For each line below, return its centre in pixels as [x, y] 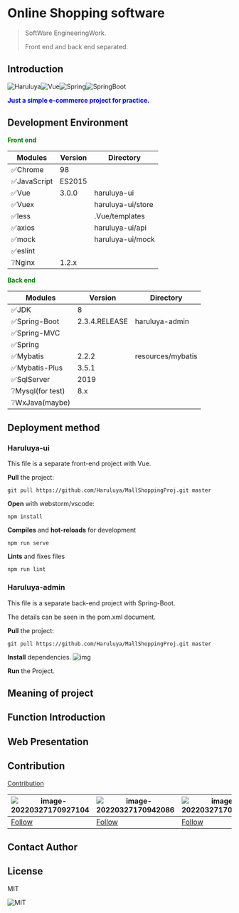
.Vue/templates [120, 216]
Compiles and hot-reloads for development [72, 530]
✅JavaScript [32, 181]
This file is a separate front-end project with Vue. [79, 464]
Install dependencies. [39, 657]
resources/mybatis [166, 356]
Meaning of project [51, 693]
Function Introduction [57, 718]
